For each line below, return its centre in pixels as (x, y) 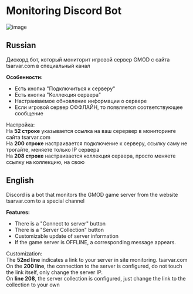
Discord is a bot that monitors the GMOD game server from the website (92, 194)
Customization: (24, 254)
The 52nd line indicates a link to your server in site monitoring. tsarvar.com (97, 259)
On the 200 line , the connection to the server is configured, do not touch (94, 266)
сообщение (29, 113)
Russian (21, 45)
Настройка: (21, 125)
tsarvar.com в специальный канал (48, 66)
